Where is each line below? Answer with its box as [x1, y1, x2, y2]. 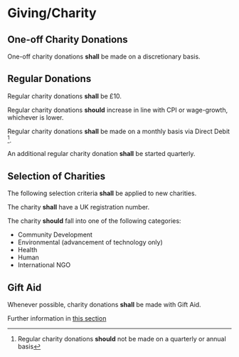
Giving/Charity [7, 5, 97, 21]
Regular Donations [7, 73, 92, 85]
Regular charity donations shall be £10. [7, 91, 122, 100]
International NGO [17, 261, 71, 269]
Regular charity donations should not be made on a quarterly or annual [17, 335, 226, 343]
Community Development [17, 230, 92, 239]
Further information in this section [7, 314, 107, 323]
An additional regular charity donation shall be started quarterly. [7, 150, 196, 158]
